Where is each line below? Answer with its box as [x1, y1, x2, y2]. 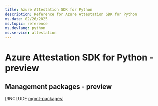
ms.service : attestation [5, 30, 57, 35]
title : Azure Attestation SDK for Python [5, 7, 93, 12]
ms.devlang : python [5, 26, 46, 31]
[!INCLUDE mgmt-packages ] [5, 96, 64, 101]
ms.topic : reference [5, 21, 48, 26]
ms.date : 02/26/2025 [5, 16, 48, 21]
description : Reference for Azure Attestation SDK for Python [5, 12, 137, 17]
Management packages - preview [5, 82, 112, 91]
